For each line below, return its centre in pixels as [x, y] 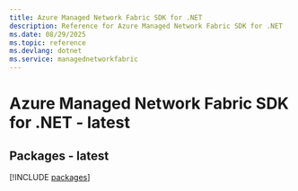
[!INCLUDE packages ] [50, 177]
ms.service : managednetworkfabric [74, 59]
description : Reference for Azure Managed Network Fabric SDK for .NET [146, 26]
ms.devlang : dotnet [46, 51]
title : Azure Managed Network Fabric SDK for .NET [106, 17]
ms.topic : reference [48, 43]
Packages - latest [59, 156]
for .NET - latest [70, 123]
